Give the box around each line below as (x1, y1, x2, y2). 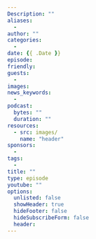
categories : (7, 37, 42, 44)
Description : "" (7, 10, 55, 18)
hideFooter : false (13, 208, 68, 215)
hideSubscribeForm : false (13, 214, 90, 221)
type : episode (7, 175, 49, 182)
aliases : (7, 17, 33, 24)
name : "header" (20, 135, 64, 142)
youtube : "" (7, 181, 42, 188)
